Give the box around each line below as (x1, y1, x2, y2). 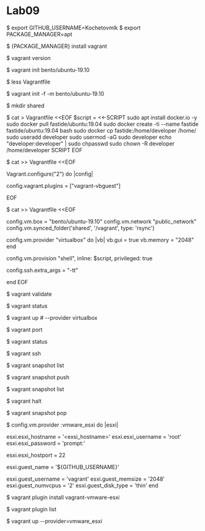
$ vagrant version (6, 54, 51, 61)
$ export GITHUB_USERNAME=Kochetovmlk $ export (6, 24, 141, 31)
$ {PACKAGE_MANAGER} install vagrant (6, 42, 107, 50)
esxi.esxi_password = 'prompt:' (6, 440, 86, 447)
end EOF (6, 278, 29, 285)
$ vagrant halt (6, 397, 42, 405)
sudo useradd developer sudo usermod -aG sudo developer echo (6, 133, 172, 141)
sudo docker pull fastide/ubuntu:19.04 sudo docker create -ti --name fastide (6, 120, 199, 128)
